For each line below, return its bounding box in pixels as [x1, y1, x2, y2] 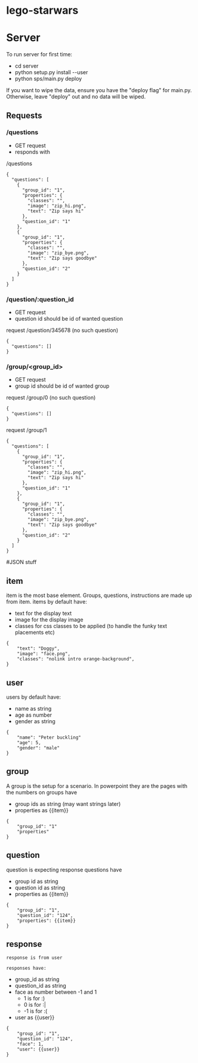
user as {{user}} [14, 1014, 55, 1021]
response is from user [6, 955, 63, 961]
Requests [6, 110, 42, 120]
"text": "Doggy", [17, 645, 60, 652]
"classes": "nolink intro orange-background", [17, 656, 135, 662]
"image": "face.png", [17, 651, 70, 657]
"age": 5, [17, 740, 42, 746]
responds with [14, 148, 51, 156]
